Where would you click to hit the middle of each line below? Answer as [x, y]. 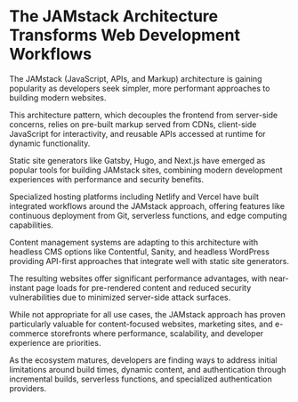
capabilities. [31, 225]
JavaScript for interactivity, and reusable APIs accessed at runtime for [137, 133]
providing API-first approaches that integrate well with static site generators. [149, 261]
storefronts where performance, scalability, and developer [157, 333]
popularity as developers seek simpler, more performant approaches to [140, 88]
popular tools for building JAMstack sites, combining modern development [146, 170]
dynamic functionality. [50, 143]
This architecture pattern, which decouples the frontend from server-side [144, 115]
